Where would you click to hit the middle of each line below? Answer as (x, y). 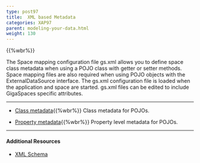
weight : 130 (21, 34)
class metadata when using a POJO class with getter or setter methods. (94, 68)
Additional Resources (33, 141)
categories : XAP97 (29, 23)
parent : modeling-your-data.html (48, 28)
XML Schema (31, 154)
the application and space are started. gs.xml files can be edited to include (98, 87)
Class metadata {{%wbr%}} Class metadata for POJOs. (82, 111)
